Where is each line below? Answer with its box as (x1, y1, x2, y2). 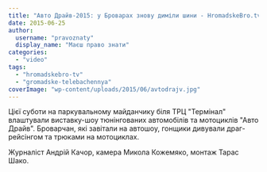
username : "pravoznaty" (15, 33, 94, 42)
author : (8, 26, 34, 34)
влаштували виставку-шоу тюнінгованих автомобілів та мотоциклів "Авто (8, 116, 259, 125)
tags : (8, 63, 26, 71)
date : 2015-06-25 (8, 19, 66, 27)
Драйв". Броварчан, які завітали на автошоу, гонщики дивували (8, 124, 225, 133)
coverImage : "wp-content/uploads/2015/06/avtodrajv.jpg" (8, 85, 201, 94)
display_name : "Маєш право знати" (15, 41, 130, 49)
